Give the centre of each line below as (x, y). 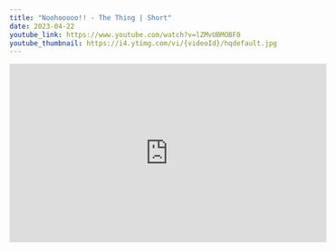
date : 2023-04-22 (42, 26)
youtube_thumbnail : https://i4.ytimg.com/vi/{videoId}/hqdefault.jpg (144, 43)
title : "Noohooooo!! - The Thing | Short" (91, 18)
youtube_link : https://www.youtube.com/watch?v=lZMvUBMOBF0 (125, 34)
